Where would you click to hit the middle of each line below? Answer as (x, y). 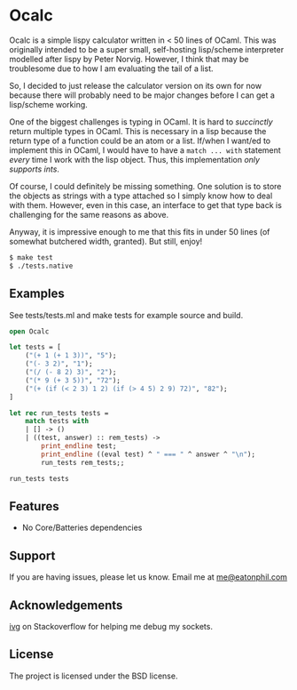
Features (34, 506)
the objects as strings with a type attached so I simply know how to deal (141, 196)
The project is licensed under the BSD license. (94, 676)
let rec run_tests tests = (59, 413)
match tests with (57, 421)
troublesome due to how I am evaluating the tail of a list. (111, 68)
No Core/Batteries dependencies (82, 528)
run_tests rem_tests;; (83, 462)
